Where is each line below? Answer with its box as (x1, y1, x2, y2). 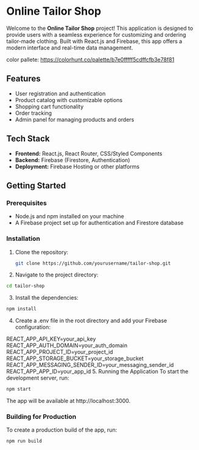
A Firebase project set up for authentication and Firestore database (15, 219, 184, 227)
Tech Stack (6, 133, 50, 144)
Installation (6, 234, 41, 243)
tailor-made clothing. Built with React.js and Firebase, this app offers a (6, 37, 183, 45)
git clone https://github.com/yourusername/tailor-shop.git (15, 260, 171, 267)
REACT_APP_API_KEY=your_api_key (6, 335, 96, 343)
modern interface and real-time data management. (6, 44, 133, 51)
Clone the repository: (15, 248, 69, 256)
